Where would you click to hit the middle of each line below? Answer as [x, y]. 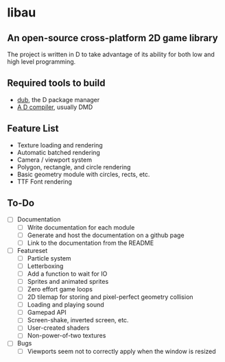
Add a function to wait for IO [67, 274]
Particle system [49, 258]
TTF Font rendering [44, 181]
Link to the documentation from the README [91, 243]
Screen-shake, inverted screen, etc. [78, 320]
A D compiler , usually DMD [55, 107]
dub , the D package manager [58, 99]
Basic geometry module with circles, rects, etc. [83, 174]
